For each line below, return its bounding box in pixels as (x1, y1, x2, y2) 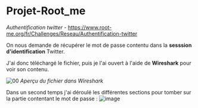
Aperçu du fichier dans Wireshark (20, 77, 104, 84)
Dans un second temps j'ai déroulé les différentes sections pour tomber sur (6, 88, 192, 96)
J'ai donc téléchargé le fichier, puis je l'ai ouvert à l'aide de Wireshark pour (6, 59, 192, 66)
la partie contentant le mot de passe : (6, 95, 98, 102)
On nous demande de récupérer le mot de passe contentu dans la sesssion (6, 42, 192, 49)
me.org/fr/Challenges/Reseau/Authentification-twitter (6, 30, 138, 37)
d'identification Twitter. (6, 47, 65, 55)
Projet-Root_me (6, 4, 86, 18)
